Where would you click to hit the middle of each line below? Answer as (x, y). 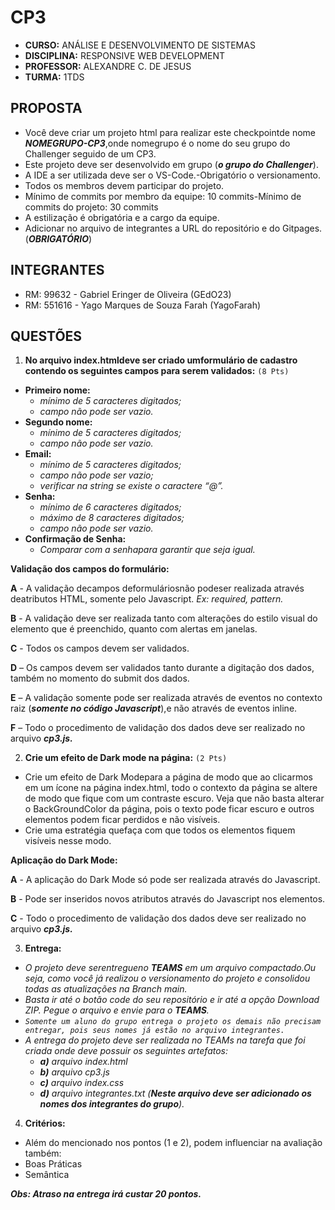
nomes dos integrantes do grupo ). (112, 1104)
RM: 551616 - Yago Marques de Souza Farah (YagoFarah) (143, 305)
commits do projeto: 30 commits (91, 207)
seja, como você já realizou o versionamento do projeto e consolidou (167, 978)
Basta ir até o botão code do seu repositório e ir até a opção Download (172, 1000)
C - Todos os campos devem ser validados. (100, 648)
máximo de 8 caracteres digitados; (112, 518)
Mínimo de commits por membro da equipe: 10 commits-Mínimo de (163, 196)
